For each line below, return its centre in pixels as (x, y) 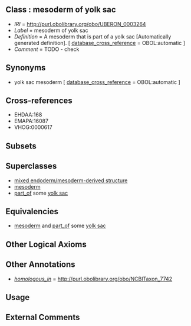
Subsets (21, 146)
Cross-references (39, 101)
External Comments (43, 317)
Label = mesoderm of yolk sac (51, 30)
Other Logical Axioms (46, 244)
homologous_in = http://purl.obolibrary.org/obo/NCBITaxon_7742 (93, 279)
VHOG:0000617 (33, 127)
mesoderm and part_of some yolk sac (60, 226)
